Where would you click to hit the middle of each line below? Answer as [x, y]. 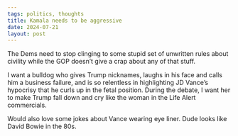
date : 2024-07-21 [33, 27]
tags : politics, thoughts [45, 14]
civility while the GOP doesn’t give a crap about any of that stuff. [102, 62]
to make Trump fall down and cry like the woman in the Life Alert [102, 98]
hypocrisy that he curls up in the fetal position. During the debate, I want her [119, 90]
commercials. [27, 105]
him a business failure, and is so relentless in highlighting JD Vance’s [108, 83]
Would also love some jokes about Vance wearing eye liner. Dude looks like [117, 119]
